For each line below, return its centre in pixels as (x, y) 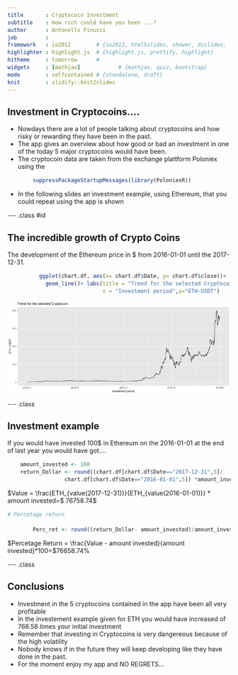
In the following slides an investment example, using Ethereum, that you (122, 194)
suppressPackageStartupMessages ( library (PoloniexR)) (112, 181)
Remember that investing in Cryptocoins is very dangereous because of (123, 634)
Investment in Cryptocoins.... (74, 112)
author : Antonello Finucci (57, 30)
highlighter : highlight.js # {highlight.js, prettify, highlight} (110, 52)
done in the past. (42, 657)
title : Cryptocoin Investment (63, 15)
